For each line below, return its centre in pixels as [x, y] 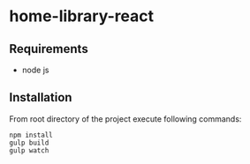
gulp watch [29, 150]
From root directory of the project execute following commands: [125, 119]
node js [35, 70]
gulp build [29, 143]
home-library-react [82, 16]
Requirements [49, 49]
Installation [41, 97]
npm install [31, 135]
